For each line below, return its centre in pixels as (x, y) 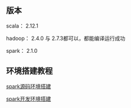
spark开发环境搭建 (29, 99)
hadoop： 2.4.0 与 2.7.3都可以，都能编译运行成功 (66, 38)
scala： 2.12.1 (22, 26)
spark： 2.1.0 (22, 50)
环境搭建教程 (30, 71)
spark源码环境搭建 (29, 86)
